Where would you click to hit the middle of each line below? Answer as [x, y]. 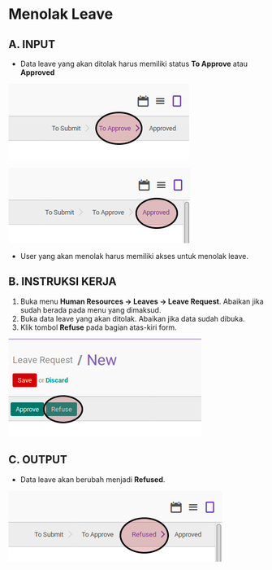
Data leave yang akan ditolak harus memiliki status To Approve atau [134, 64]
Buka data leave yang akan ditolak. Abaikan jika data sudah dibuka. [132, 318]
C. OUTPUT [38, 460]
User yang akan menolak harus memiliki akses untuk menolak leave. [134, 256]
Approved [37, 72]
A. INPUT [32, 44]
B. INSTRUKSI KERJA [63, 282]
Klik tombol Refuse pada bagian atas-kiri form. [98, 327]
